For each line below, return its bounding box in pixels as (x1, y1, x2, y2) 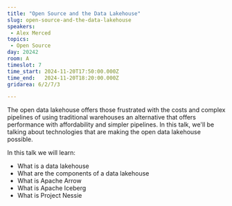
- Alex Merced (10, 29, 51, 37)
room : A (7, 55, 30, 62)
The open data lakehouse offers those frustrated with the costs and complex (7, 106, 226, 114)
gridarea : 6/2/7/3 (7, 81, 60, 88)
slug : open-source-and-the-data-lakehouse (7, 17, 132, 24)
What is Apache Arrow (17, 177, 82, 185)
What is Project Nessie (17, 191, 82, 200)
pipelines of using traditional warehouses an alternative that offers (7, 113, 196, 122)
